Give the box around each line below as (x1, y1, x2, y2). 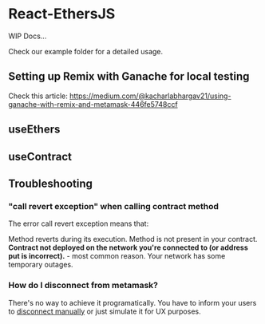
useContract (8, 149, 73, 164)
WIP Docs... (8, 31, 47, 41)
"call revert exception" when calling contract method (8, 200, 220, 211)
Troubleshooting (8, 176, 93, 190)
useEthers (8, 123, 61, 136)
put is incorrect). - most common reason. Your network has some (8, 251, 226, 261)
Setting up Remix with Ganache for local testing (8, 69, 250, 84)
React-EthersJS (8, 5, 116, 23)
